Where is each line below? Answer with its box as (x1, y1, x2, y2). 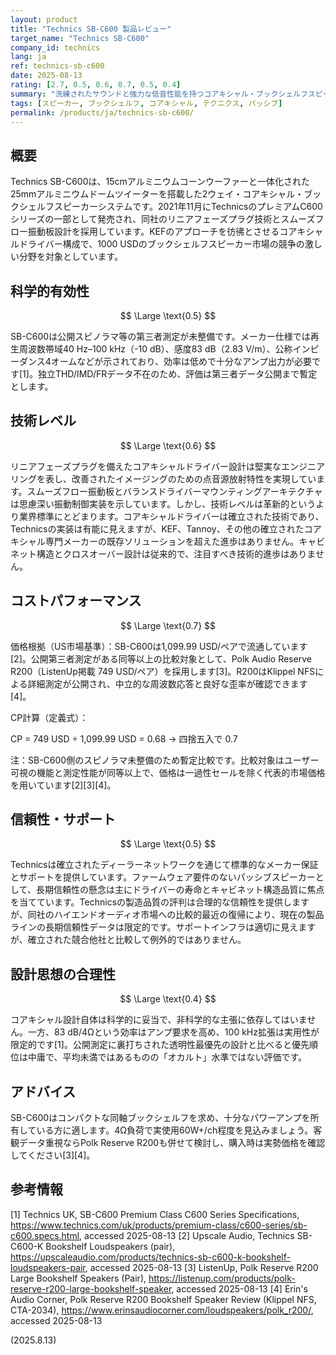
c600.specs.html (10, 1229, 80, 1241)
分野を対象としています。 (18, 251, 124, 263)
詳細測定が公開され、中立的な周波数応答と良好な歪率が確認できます (27, 677, 308, 690)
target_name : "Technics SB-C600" (10, 33, 150, 43)
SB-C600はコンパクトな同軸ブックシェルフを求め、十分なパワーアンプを (10, 1112, 311, 1124)
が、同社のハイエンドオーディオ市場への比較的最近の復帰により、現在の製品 (10, 909, 325, 921)
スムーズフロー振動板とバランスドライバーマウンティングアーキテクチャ (26, 485, 323, 497)
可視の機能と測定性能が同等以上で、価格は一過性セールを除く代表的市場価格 (10, 766, 326, 778)
